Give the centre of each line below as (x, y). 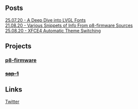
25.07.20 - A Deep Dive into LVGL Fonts (45, 20)
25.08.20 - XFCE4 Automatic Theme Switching (53, 30)
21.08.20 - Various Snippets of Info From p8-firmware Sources (69, 25)
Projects (18, 46)
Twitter (12, 102)
